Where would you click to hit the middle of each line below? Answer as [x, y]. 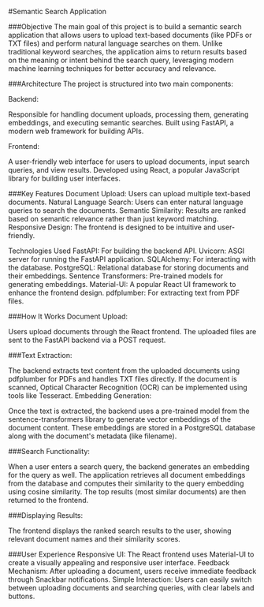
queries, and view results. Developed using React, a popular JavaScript [124, 170]
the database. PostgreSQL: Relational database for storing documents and [129, 268]
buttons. [22, 596]
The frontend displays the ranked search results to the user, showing [120, 531]
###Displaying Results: [46, 515]
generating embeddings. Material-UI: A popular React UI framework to [122, 284]
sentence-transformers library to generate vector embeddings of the [119, 419]
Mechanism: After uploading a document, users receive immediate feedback [132, 571]
